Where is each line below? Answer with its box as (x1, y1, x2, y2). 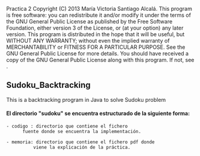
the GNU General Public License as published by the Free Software (6, 18, 173, 25)
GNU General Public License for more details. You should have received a (6, 50, 189, 57)
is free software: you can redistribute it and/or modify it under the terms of (6, 11, 192, 19)
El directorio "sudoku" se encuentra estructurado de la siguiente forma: (6, 110, 190, 117)
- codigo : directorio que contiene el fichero (6, 123, 128, 129)
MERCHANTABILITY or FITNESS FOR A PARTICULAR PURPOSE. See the (6, 43, 186, 51)
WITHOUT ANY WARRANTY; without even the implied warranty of (6, 37, 170, 44)
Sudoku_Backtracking (6, 80, 91, 90)
